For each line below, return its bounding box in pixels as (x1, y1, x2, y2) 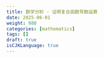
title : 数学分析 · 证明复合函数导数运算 (6, 8, 98, 15)
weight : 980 (6, 20, 37, 26)
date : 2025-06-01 (6, 14, 51, 21)
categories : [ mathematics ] (6, 25, 75, 32)
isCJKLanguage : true (6, 43, 59, 49)
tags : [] (6, 31, 29, 37)
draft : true (6, 37, 37, 43)
